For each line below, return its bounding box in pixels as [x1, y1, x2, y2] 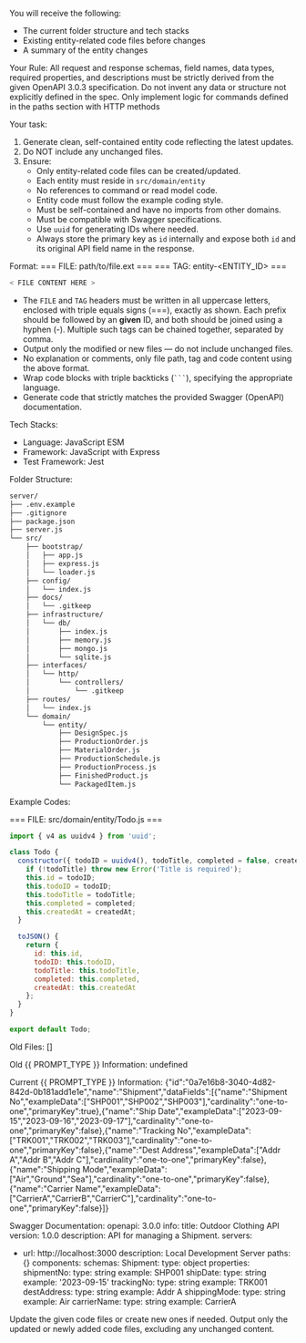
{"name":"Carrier [9, 1183, 74, 1193]
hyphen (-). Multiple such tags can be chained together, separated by [22, 324, 284, 335]
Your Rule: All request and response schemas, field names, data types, [9, 63, 275, 73]
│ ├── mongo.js [25, 644, 107, 653]
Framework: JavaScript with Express [22, 446, 161, 457]
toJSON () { [17, 932, 59, 942]
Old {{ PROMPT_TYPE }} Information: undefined [9, 1059, 189, 1069]
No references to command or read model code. [36, 185, 219, 195]
